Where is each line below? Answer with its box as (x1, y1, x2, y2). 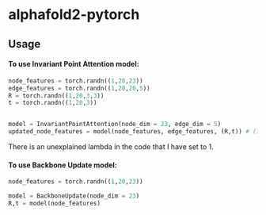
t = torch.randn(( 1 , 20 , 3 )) (8, 99, 97, 107)
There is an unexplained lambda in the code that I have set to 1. (8, 142, 214, 152)
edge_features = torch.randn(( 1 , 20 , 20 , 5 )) (8, 84, 150, 92)
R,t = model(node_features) (8, 199, 101, 207)
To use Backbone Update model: (8, 160, 117, 170)
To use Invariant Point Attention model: (8, 60, 140, 69)
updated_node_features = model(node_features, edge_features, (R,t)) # (8, 128, 249, 136)
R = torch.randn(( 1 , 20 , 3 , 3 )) (8, 91, 104, 100)
